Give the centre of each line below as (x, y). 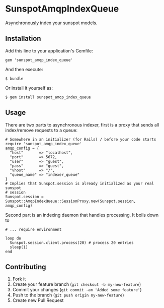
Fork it (19, 279)
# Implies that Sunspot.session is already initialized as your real (80, 183)
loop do (13, 238)
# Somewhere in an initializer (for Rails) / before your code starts (81, 139)
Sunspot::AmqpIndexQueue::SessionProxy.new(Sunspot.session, (71, 201)
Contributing (26, 267)
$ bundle (14, 79)
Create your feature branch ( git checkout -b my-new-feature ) (77, 284)
